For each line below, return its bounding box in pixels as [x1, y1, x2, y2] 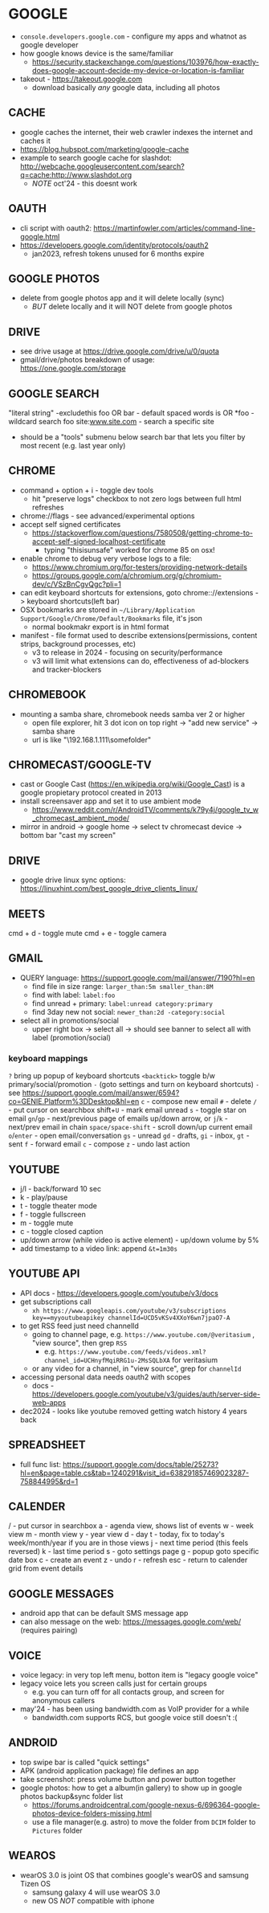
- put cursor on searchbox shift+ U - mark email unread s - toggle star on [8, 1106, 247, 1115]
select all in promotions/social [19, 1016, 119, 1025]
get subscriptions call [19, 1297, 92, 1306]
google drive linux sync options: [19, 875, 126, 885]
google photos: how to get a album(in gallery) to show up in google [19, 1783, 243, 1792]
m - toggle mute [19, 1218, 74, 1228]
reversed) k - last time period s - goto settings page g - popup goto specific [8, 1547, 259, 1556]
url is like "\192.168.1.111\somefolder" [31, 734, 151, 744]
